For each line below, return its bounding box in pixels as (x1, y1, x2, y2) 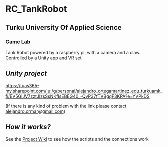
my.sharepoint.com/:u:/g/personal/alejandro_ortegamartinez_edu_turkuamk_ (5, 88, 163, 94)
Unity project (5, 69, 47, 78)
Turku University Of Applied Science (5, 23, 122, 32)
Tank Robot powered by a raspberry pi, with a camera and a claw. (5, 49, 141, 55)
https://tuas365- (5, 82, 39, 88)
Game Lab (5, 38, 31, 45)
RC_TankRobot (5, 3, 67, 15)
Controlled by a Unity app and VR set (5, 55, 82, 61)
